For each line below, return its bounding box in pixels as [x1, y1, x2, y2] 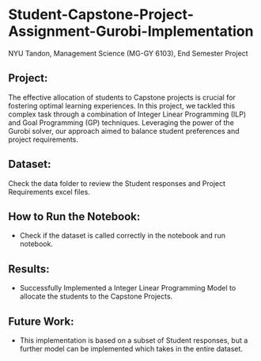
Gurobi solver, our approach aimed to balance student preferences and [8, 126, 240, 135]
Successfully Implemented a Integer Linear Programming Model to [19, 283, 236, 293]
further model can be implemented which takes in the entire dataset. [19, 344, 244, 353]
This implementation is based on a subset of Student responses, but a [19, 336, 248, 345]
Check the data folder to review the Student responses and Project [8, 178, 226, 188]
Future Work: [8, 314, 74, 328]
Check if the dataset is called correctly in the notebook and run [19, 231, 225, 241]
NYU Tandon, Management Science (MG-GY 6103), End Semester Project [8, 48, 248, 58]
